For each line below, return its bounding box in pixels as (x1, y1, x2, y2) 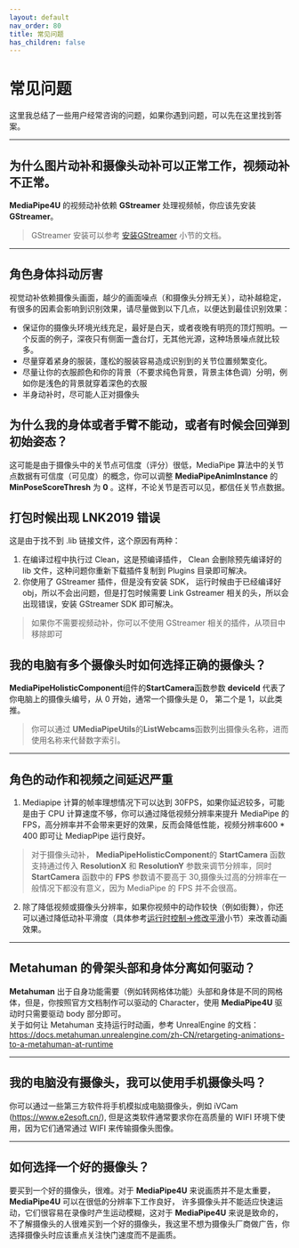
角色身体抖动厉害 (9, 267, 103, 282)
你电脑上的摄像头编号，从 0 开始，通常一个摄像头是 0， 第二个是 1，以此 (9, 694, 276, 705)
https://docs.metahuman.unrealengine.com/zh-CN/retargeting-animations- (9, 1029, 285, 1040)
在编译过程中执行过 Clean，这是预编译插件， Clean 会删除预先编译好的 (21, 554, 282, 565)
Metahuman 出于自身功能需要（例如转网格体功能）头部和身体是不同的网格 (9, 986, 283, 996)
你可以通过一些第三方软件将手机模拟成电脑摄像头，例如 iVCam (9, 1100, 238, 1111)
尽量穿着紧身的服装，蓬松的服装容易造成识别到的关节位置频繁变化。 (21, 355, 272, 366)
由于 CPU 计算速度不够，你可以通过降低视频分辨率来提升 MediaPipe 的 (29, 809, 289, 819)
